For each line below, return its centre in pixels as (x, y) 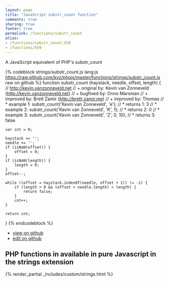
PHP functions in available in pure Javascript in (81, 254)
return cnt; (18, 214)
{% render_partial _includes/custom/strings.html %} (59, 274)
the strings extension (40, 262)
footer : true (19, 29)
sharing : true (20, 24)
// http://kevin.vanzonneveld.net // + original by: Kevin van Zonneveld (77, 88)
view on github (28, 233)
